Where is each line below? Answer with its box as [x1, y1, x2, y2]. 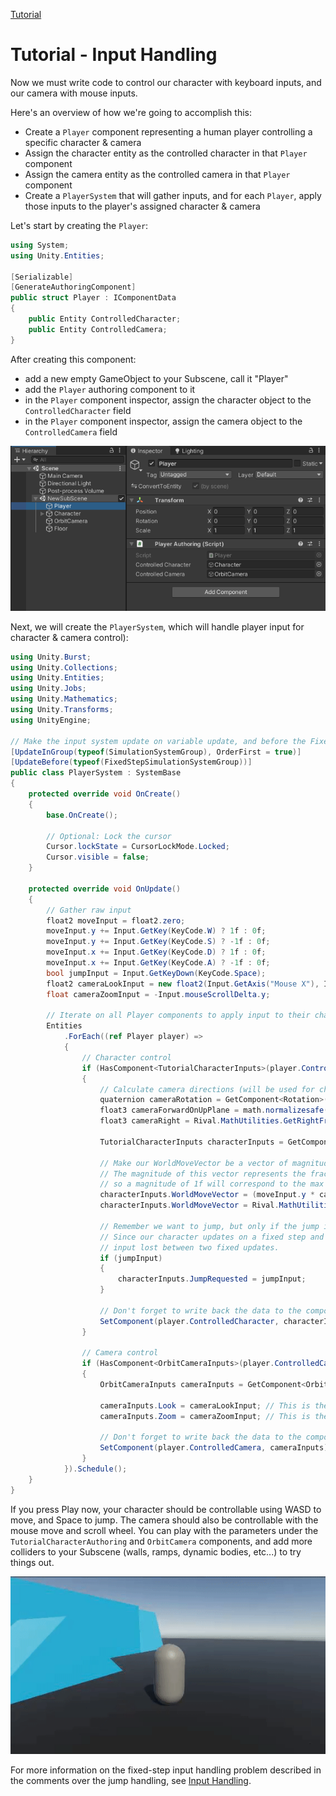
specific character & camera [24, 136, 142, 148]
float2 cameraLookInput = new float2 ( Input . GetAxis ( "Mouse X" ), [46, 979, 320, 989]
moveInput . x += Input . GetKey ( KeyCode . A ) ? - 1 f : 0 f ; [46, 958, 271, 968]
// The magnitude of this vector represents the [99, 1169, 307, 1179]
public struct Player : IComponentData [10, 293, 177, 303]
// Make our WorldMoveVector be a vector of [99, 1158, 288, 1168]
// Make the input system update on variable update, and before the [10, 736, 307, 746]
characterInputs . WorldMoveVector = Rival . [99, 1200, 280, 1211]
